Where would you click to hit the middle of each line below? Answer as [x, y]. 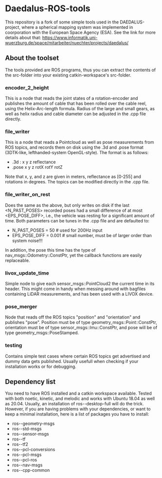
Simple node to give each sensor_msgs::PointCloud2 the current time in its [80, 283]
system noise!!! [27, 240]
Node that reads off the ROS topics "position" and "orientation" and [73, 317]
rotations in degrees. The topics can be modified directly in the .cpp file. [77, 182]
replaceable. [18, 260]
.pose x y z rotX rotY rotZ [37, 167]
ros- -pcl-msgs [27, 455]
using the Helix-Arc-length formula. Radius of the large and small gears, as [80, 109]
